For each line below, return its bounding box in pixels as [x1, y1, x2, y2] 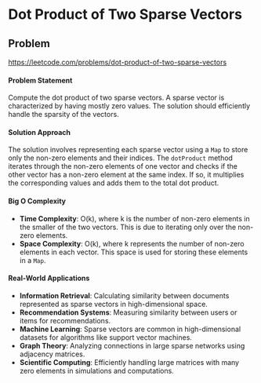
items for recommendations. [19, 316, 111, 325]
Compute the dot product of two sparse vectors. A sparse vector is [8, 93, 225, 103]
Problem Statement [8, 75, 73, 85]
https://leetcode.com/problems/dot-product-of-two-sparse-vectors [8, 57, 227, 67]
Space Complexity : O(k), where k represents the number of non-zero [19, 239, 245, 248]
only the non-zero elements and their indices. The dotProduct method [8, 153, 234, 162]
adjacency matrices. [19, 349, 85, 359]
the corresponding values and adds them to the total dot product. [8, 178, 219, 188]
